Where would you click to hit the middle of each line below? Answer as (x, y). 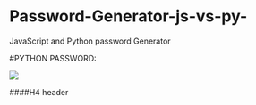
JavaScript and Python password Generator (90, 41)
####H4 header (39, 92)
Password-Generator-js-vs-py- (128, 16)
